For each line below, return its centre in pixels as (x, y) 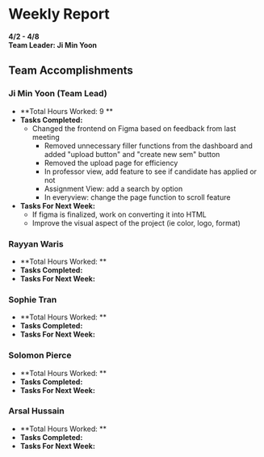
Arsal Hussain (36, 411)
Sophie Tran (33, 299)
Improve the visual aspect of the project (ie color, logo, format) (136, 222)
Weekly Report (59, 14)
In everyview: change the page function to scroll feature (137, 197)
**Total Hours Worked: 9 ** (66, 111)
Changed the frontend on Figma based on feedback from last (134, 128)
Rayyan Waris (36, 243)
